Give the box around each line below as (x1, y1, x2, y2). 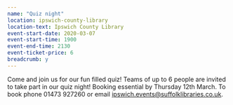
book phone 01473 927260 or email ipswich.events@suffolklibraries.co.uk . (7, 90, 223, 98)
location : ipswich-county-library (7, 17, 109, 24)
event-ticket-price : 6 (7, 50, 74, 57)
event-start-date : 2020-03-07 (7, 29, 96, 37)
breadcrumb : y (7, 56, 49, 63)
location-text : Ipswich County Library (7, 23, 124, 30)
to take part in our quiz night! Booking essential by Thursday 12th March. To (7, 82, 226, 91)
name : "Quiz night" (7, 10, 65, 17)
